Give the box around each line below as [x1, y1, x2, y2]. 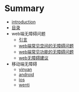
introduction [11, 19, 36, 25]
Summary [4, 3, 44, 14]
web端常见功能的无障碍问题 [18, 49, 74, 55]
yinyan [18, 66, 32, 72]
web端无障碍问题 [11, 31, 46, 36]
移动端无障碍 [11, 61, 37, 67]
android [18, 71, 34, 77]
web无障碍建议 [18, 55, 49, 61]
